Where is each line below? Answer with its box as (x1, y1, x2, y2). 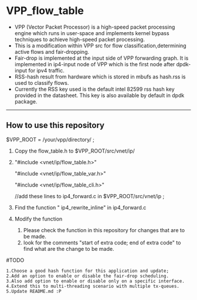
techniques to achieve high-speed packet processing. (14, 36, 145, 43)
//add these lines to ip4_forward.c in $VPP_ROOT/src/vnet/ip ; (14, 192, 165, 199)
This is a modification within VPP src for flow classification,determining (14, 42, 186, 49)
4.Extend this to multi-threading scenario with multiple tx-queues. (6, 283, 180, 289)
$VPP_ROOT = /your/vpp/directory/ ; (6, 136, 95, 143)
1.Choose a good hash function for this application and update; (6, 268, 169, 274)
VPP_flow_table (6, 4, 84, 18)
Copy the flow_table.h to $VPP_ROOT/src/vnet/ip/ (14, 147, 135, 154)
